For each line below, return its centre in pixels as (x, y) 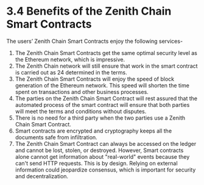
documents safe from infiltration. (56, 137)
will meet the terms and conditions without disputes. (81, 111)
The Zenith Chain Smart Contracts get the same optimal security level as (106, 53)
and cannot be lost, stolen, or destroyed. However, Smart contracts (99, 150)
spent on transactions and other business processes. (82, 92)
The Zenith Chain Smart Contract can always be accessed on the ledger (106, 143)
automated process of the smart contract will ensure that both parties (102, 104)
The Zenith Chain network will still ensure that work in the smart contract (106, 66)
